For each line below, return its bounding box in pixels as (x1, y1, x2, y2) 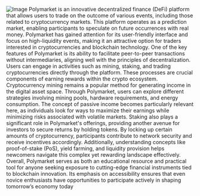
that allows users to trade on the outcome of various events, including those (6, 12, 193, 19)
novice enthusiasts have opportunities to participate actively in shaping (6, 176, 181, 183)
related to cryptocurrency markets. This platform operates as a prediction (6, 18, 187, 25)
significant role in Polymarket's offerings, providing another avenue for (6, 120, 180, 126)
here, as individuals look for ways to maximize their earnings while (6, 107, 170, 114)
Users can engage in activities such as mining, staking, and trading (6, 63, 171, 70)
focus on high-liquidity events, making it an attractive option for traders (6, 38, 181, 44)
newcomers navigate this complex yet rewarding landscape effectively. (6, 151, 181, 158)
